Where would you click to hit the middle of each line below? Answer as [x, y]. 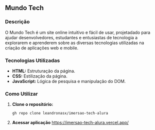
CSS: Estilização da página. [40, 76]
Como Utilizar [21, 94]
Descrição [17, 22]
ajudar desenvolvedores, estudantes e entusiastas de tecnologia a [71, 37]
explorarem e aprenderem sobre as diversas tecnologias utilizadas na [75, 43]
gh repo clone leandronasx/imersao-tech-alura [60, 114]
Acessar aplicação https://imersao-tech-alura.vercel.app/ [70, 123]
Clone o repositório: [33, 104]
